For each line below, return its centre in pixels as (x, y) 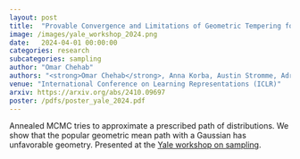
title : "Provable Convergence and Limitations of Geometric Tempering (145, 26)
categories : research (50, 51)
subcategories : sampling (55, 59)
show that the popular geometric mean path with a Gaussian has (128, 136)
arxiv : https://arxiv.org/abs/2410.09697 (87, 92)
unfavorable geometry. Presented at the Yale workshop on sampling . (135, 145)
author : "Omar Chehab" (51, 68)
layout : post (33, 17)
